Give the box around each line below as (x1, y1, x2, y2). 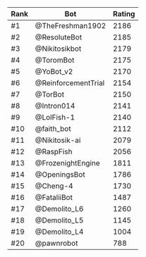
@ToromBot (35, 56, 75, 65)
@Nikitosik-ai (35, 135, 81, 145)
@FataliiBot (35, 193, 73, 202)
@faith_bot (35, 124, 72, 133)
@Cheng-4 (35, 181, 73, 191)
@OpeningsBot (35, 170, 86, 179)
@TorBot (35, 89, 65, 99)
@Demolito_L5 (35, 215, 84, 225)
